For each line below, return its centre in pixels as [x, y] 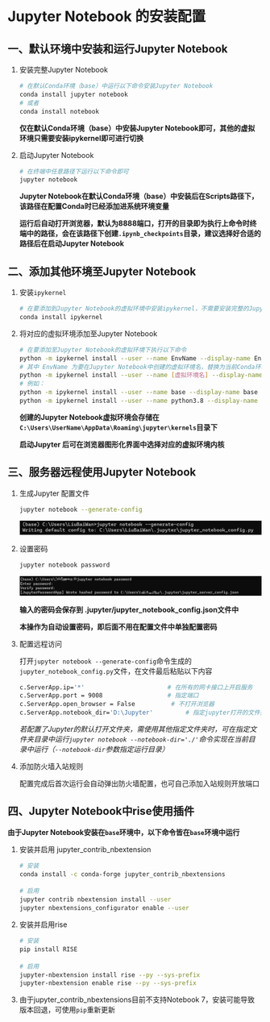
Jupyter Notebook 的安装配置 [107, 17]
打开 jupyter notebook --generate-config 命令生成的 [106, 661]
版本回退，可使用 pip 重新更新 [67, 1010]
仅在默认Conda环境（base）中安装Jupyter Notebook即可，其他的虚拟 [137, 128]
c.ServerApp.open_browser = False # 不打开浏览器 [117, 704]
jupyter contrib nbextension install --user [95, 899]
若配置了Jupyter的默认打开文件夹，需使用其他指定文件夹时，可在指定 [135, 729]
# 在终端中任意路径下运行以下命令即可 [74, 171]
